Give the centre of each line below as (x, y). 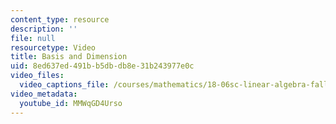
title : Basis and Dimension (69, 57)
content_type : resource (60, 19)
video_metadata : (44, 94)
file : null (33, 38)
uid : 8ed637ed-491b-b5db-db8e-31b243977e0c (102, 66)
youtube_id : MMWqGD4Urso (71, 103)
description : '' (44, 29)
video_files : (37, 76)
